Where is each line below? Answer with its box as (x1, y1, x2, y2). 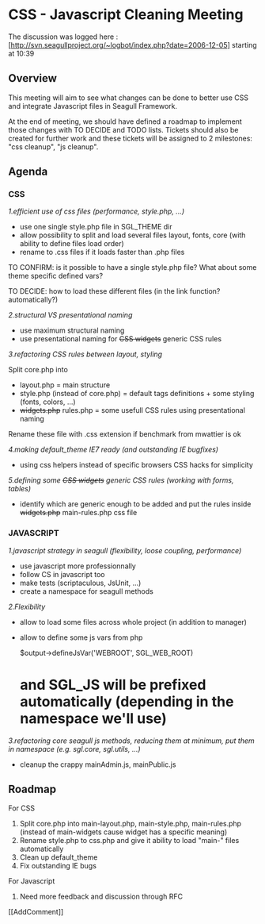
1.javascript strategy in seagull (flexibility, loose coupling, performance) (8, 545, 242, 555)
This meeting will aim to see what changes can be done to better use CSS (8, 93, 249, 102)
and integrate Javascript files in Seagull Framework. (8, 101, 178, 110)
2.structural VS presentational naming (8, 310, 133, 320)
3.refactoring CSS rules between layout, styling (8, 349, 163, 359)
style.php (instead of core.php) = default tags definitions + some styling (19, 389, 255, 398)
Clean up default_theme (19, 853, 98, 862)
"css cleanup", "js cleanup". (8, 141, 99, 152)
